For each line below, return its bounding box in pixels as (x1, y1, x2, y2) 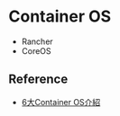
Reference (8, 72, 69, 87)
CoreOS (21, 45, 51, 56)
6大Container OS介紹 (21, 96, 101, 107)
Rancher (21, 36, 53, 47)
